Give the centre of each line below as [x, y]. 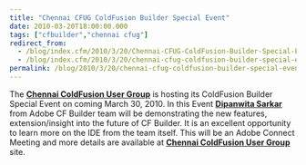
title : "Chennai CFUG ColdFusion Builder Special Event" [120, 18]
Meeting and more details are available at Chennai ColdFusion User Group [150, 142]
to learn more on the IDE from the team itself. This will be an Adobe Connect [152, 132]
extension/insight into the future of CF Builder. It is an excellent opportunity [150, 122]
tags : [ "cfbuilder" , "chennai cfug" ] [79, 34]
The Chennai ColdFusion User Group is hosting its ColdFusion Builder [141, 94]
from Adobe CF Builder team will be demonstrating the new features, [138, 113]
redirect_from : [38, 43]
